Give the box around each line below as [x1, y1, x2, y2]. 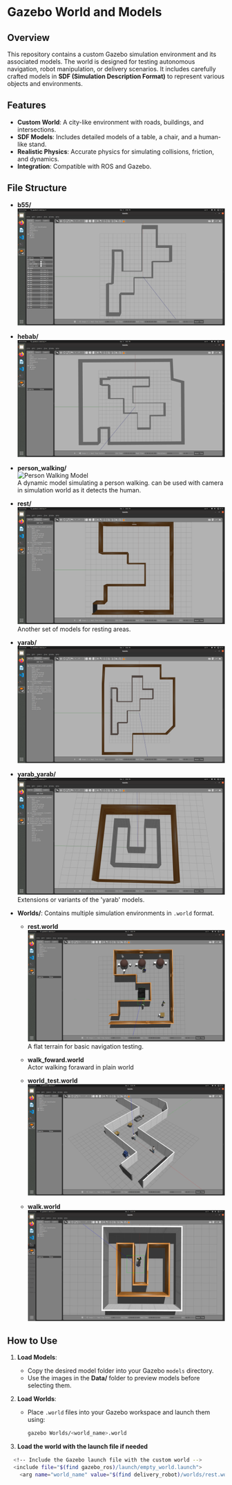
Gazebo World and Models [7, 4, 162, 20]
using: [27, 1416, 46, 1424]
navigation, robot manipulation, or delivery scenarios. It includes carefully [7, 65, 216, 73]
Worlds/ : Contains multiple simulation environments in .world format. [17, 909, 215, 918]
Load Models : [17, 1353, 57, 1362]
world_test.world [27, 1076, 78, 1085]
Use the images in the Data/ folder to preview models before [27, 1374, 200, 1382]
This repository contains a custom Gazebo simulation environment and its [7, 50, 217, 58]
